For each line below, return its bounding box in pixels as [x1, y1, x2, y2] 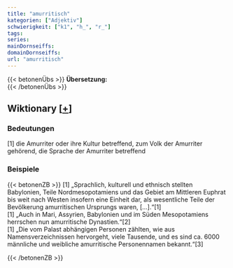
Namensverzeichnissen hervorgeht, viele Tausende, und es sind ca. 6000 [7, 232, 220, 241]
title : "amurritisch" [7, 10, 71, 17]
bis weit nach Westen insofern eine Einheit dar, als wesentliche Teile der [7, 195, 216, 204]
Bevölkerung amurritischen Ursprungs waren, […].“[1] [7, 202, 162, 211]
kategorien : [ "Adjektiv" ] [7, 17, 83, 24]
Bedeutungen [7, 124, 55, 134]
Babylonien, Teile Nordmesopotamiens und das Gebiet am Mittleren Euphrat [7, 188, 226, 196]
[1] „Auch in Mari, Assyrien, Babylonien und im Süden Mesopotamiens [7, 210, 209, 218]
